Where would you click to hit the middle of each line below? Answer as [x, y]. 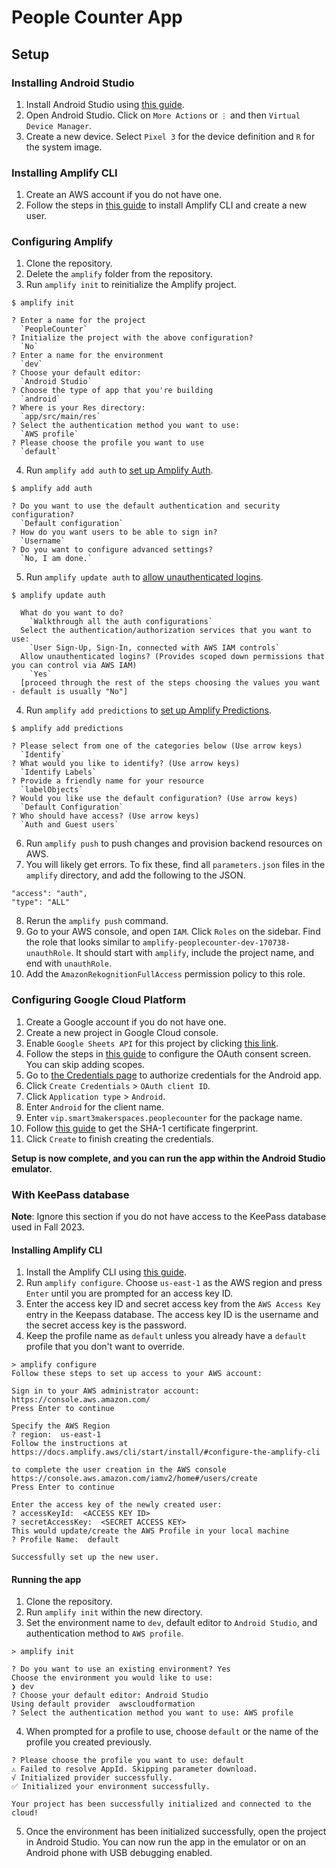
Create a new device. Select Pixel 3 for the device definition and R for [170, 136]
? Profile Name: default [65, 1540]
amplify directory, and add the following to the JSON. [135, 875]
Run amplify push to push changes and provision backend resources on [174, 843]
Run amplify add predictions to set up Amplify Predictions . [148, 710]
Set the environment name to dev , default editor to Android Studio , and [171, 1623]
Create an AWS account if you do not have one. [124, 195]
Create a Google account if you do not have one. [126, 1022]
